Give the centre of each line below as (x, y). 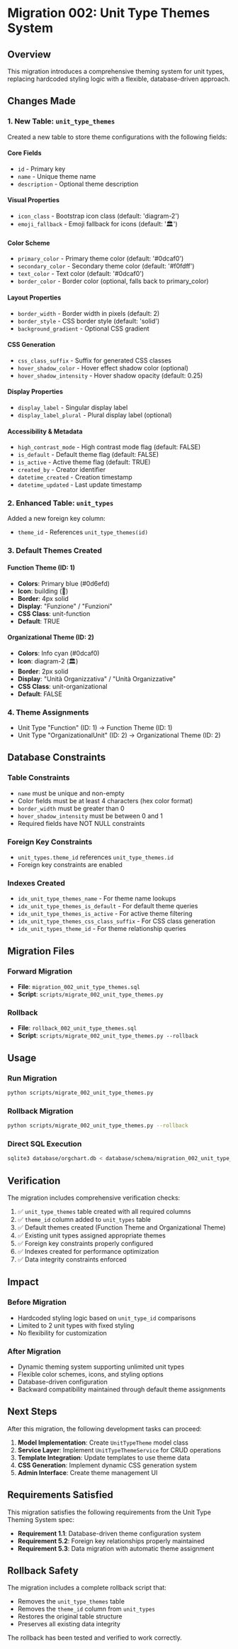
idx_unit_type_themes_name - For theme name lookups (97, 898)
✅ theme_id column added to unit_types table (84, 1220)
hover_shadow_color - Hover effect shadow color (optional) (103, 368)
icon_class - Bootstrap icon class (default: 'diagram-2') (98, 216)
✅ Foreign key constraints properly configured (85, 1244)
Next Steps (32, 1412)
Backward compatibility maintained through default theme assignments (121, 1389)
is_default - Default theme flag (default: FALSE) (88, 455)
